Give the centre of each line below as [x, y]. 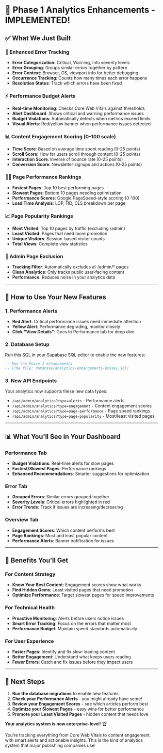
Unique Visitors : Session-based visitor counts [58, 239]
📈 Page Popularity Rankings [39, 216]
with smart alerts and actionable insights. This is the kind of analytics [74, 740]
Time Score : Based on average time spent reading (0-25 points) [76, 149]
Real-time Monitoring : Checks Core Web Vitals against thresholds [78, 108]
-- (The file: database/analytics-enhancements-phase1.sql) [67, 368]
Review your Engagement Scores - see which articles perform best [80, 704]
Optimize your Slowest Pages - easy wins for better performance [78, 709]
